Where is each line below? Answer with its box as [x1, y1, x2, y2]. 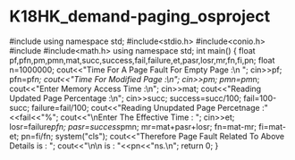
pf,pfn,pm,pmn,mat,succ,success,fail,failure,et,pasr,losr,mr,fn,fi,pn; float [9, 55, 275, 65]
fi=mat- [258, 121, 286, 131]
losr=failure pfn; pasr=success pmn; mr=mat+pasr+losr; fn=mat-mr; [9, 121, 257, 131]
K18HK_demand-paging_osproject [9, 6, 271, 27]
